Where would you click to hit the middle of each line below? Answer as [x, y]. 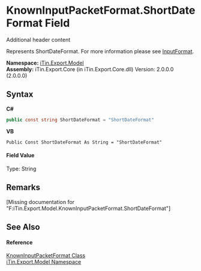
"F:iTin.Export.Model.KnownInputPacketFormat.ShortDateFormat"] [88, 208]
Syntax [20, 94]
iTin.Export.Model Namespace [44, 262]
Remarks [23, 188]
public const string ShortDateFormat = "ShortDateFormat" [80, 120]
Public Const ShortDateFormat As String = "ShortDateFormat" [84, 142]
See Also [23, 227]
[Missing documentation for [40, 202]
